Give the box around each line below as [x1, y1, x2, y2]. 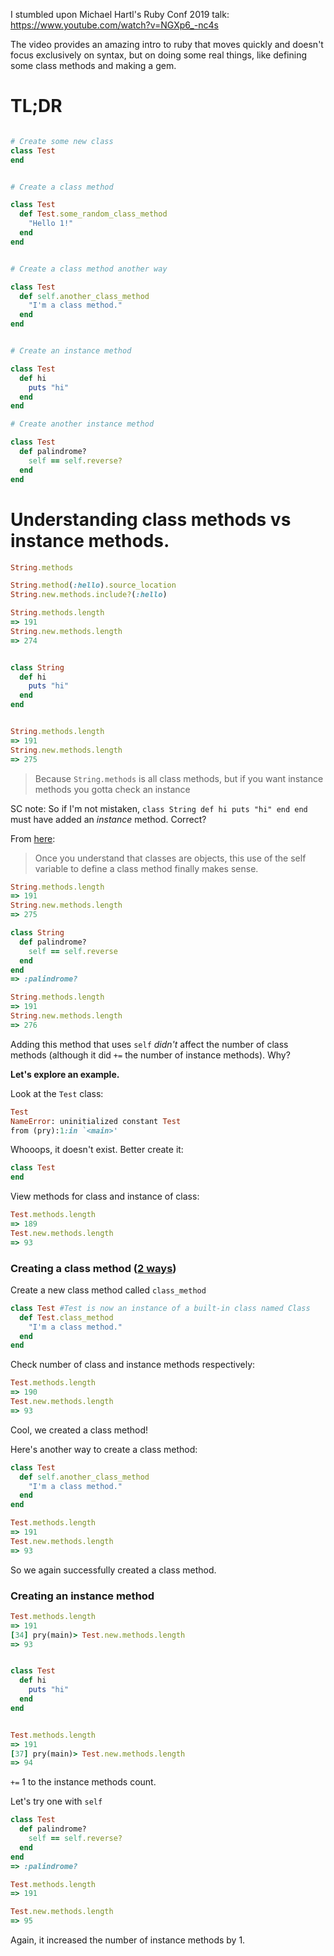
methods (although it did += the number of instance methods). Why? [10, 1049, 291, 1061]
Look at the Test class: [10, 1087, 104, 1099]
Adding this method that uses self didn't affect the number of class [10, 1038, 289, 1050]
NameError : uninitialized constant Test [10, 1116, 182, 1126]
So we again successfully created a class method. [10, 1564, 217, 1576]
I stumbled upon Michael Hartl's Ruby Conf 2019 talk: [10, 9, 230, 20]
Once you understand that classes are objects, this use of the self [34, 852, 307, 864]
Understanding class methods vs [10, 508, 292, 531]
